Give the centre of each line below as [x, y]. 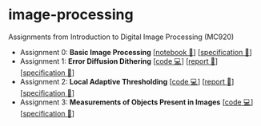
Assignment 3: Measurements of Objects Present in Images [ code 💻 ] [137, 102]
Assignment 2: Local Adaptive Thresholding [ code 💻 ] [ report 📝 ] [127, 81]
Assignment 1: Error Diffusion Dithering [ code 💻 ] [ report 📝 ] [119, 61]
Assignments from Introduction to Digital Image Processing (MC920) [121, 37]
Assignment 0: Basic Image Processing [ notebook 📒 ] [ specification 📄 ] [136, 52]
